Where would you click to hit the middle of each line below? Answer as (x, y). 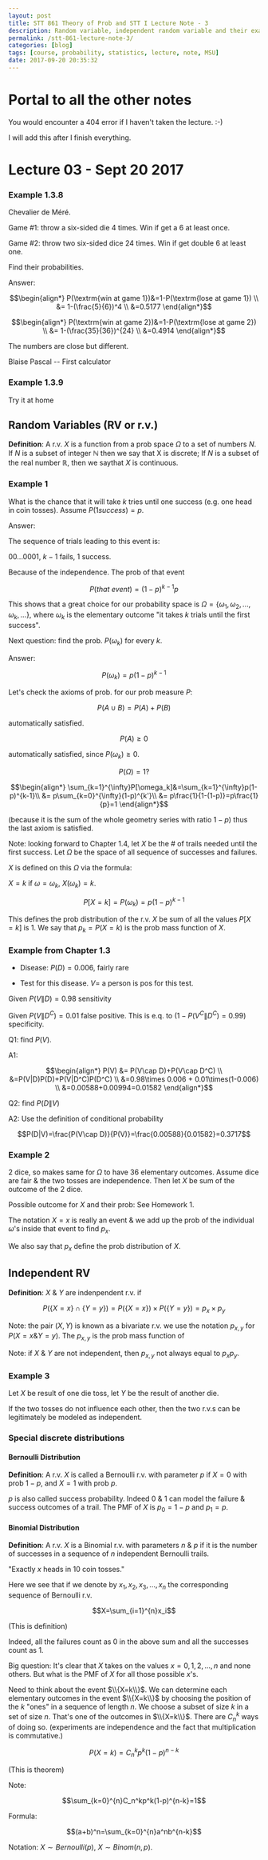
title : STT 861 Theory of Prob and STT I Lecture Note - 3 (108, 23)
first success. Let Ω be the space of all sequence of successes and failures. (133, 852)
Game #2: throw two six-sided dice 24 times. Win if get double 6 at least (127, 243)
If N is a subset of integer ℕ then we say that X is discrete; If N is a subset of (134, 454)
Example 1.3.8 (36, 194)
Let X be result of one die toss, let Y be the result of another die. (114, 1394)
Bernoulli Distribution (45, 1457)
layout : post (30, 16)
